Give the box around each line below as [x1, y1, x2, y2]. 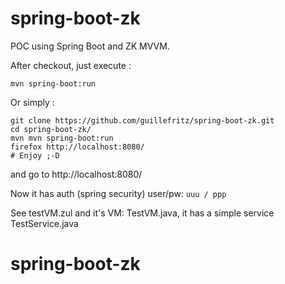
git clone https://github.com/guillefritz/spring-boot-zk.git [10, 115, 275, 126]
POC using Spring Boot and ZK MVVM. [10, 40, 170, 52]
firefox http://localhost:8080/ [10, 142, 145, 152]
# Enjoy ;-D [10, 150, 60, 161]
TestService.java [10, 217, 79, 229]
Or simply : [10, 96, 55, 108]
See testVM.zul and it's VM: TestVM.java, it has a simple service [10, 207, 275, 219]
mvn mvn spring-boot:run [10, 133, 114, 143]
